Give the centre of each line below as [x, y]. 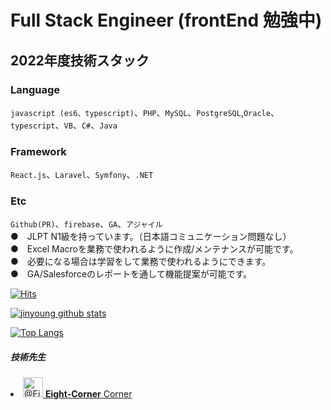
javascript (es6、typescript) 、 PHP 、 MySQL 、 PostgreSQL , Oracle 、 [145, 112]
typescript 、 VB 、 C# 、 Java [64, 125]
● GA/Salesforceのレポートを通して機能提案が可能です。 [131, 274]
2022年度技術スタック [80, 60]
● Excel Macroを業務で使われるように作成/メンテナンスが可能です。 [154, 249]
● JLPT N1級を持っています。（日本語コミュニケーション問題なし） [151, 237]
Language [35, 89]
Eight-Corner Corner [88, 394]
